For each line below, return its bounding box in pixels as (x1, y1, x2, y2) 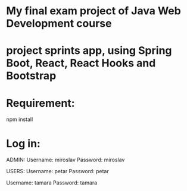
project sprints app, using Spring (6, 44, 172, 58)
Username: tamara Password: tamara (6, 179, 98, 186)
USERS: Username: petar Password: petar (6, 168, 109, 175)
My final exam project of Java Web (6, 4, 182, 18)
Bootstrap (6, 69, 57, 82)
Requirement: (6, 96, 76, 110)
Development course (6, 17, 112, 30)
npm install (6, 116, 33, 123)
